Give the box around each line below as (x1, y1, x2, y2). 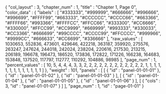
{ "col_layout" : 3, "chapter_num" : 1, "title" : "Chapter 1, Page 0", (5, 4, 137, 10)
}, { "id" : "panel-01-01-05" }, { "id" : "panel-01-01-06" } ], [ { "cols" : (20, 78, 161, 84)
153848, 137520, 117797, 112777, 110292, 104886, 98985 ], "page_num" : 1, (5, 57, 157, 62)
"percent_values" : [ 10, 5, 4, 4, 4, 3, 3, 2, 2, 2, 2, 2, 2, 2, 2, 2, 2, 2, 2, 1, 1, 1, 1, (5, 62, 162, 68)
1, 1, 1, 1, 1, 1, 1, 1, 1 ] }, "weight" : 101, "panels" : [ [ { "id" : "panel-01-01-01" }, (5, 67, 161, 73)
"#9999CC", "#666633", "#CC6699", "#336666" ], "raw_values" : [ (5, 36, 143, 42)
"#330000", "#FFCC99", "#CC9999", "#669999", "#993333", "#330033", (5, 25, 157, 31)
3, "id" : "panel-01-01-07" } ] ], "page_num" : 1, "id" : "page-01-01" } (5, 83, 144, 89)
